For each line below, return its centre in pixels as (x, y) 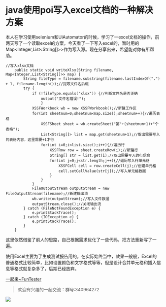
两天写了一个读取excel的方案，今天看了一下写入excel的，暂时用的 (72, 43)
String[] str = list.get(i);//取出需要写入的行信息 (100, 155)
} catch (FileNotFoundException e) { (62, 208)
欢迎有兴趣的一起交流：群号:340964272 (58, 289)
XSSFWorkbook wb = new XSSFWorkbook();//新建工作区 (84, 108)
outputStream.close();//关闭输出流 (66, 204)
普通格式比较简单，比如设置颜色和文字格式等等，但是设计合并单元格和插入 (81, 262)
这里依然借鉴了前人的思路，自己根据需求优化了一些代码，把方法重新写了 (79, 239)
